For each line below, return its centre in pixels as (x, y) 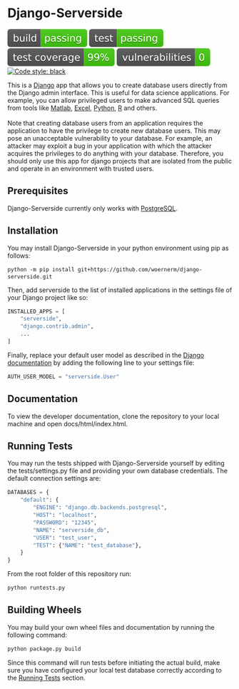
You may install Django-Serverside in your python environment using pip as (118, 248)
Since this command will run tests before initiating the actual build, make (114, 663)
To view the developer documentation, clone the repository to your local (113, 416)
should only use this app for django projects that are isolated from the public (119, 161)
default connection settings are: (54, 478)
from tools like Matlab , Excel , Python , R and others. (82, 108)
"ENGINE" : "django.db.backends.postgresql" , (100, 508)
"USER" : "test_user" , (65, 538)
